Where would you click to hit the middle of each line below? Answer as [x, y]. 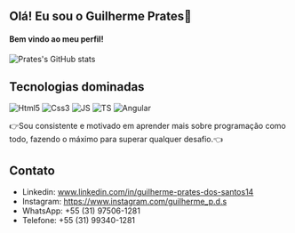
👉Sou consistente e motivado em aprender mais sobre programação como [147, 126]
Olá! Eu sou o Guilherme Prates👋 [101, 16]
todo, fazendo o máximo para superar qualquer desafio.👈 [116, 140]
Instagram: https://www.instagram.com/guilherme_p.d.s [124, 202]
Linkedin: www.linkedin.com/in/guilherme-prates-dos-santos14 [138, 192]
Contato [32, 170]
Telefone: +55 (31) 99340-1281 [79, 221]
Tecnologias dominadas [77, 87]
